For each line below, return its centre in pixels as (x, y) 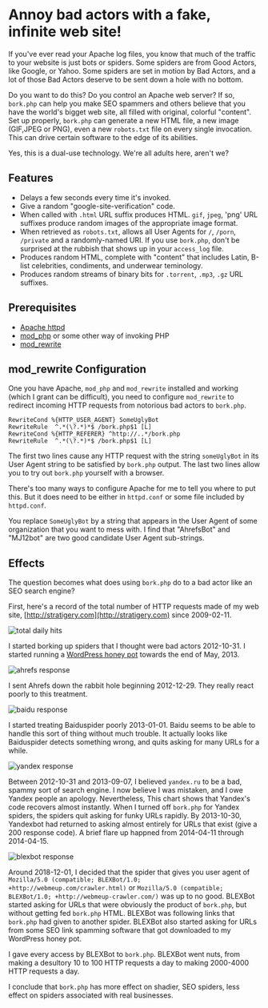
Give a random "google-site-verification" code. (98, 206)
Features (31, 178)
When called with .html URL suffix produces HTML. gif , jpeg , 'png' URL (139, 215)
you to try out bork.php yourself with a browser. (86, 473)
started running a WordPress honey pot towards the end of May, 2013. (124, 655)
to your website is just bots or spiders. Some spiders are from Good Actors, (133, 62)
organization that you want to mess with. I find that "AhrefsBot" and (119, 529)
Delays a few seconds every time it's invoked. (95, 197)
